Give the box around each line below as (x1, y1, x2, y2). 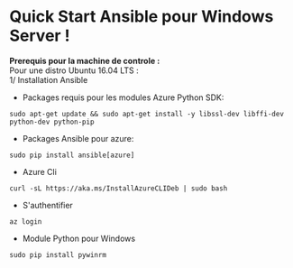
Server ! (9, 25, 70, 46)
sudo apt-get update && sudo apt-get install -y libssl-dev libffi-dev (9, 109, 284, 118)
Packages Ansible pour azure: (22, 133, 134, 143)
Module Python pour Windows (22, 233, 136, 244)
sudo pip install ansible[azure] (9, 151, 135, 160)
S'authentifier (22, 199, 74, 210)
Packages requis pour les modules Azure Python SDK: (22, 92, 224, 103)
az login (9, 217, 42, 226)
